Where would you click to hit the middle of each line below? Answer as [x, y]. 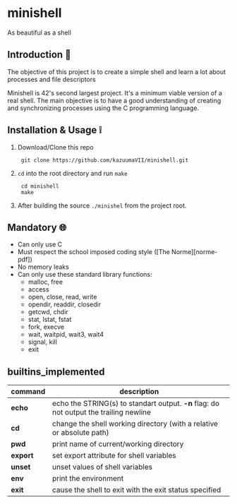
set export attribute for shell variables [114, 455]
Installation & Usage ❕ [55, 130]
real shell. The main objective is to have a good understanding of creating [114, 100]
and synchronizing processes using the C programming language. [103, 108]
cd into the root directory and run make [73, 173]
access [38, 289]
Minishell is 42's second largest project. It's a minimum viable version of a [115, 92]
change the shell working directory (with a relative [135, 424]
